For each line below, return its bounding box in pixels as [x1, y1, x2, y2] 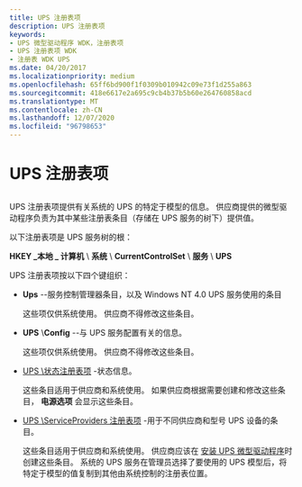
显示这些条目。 [82, 395, 138, 406]
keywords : [9, 30, 47, 39]
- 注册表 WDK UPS [9, 55, 70, 64]
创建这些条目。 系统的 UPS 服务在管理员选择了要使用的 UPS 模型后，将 [22, 456, 288, 467]
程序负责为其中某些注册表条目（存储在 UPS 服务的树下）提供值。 [16, 212, 260, 223]
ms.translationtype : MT [9, 96, 99, 106]
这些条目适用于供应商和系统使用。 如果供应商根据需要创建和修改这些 [22, 384, 278, 395]
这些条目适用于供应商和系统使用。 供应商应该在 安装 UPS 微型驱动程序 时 [22, 445, 293, 455]
